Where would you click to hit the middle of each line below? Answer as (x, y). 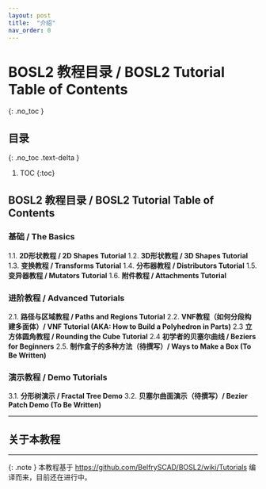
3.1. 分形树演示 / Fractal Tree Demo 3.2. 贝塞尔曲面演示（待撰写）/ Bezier (128, 396)
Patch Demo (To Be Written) (55, 405)
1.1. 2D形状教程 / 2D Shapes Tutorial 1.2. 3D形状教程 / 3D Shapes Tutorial (128, 255)
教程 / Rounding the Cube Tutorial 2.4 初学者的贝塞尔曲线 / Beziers (146, 337)
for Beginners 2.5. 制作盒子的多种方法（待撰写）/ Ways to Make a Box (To (130, 346)
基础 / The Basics (42, 237)
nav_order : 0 (30, 30)
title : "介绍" (32, 23)
